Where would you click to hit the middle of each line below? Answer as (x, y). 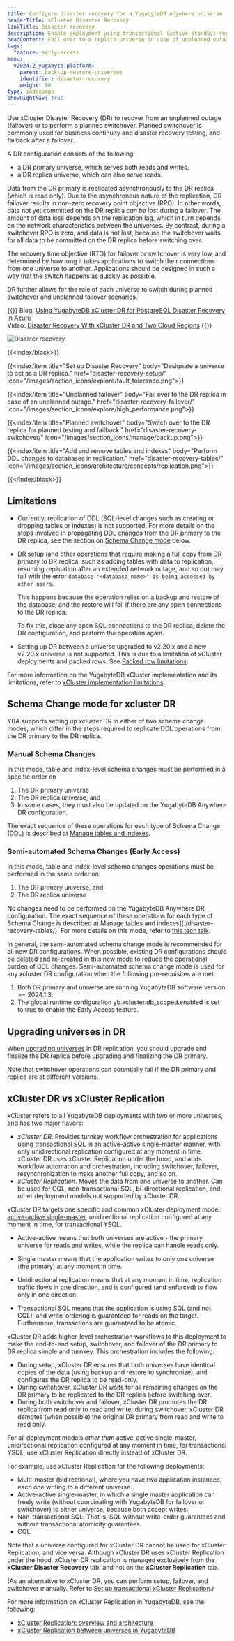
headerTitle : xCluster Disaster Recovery (68, 20)
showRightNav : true (36, 98)
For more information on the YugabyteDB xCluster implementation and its (112, 675)
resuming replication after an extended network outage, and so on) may (120, 568)
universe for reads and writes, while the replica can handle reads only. (118, 1245)
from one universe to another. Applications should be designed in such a (111, 268)
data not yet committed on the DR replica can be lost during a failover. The (114, 211)
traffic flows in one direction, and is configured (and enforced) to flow (117, 1287)
